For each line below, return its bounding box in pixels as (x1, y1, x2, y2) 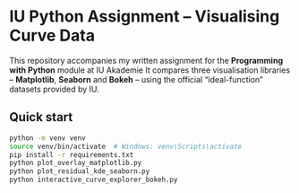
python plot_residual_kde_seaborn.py (9, 167, 150, 176)
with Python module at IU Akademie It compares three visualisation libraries (9, 65, 291, 75)
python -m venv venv (9, 133, 87, 143)
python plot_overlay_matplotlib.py (9, 159, 142, 168)
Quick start (9, 110, 73, 125)
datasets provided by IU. (9, 83, 100, 94)
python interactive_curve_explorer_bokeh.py (9, 175, 178, 185)
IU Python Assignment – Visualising (9, 6, 280, 27)
